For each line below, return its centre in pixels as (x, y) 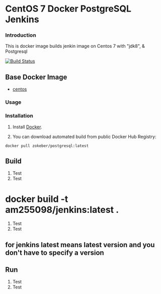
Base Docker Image (36, 77)
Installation (19, 116)
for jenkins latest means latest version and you (80, 245)
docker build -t (37, 199)
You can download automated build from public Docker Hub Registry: (84, 136)
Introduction (21, 35)
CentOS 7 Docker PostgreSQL (68, 9)
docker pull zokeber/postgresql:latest (47, 146)
